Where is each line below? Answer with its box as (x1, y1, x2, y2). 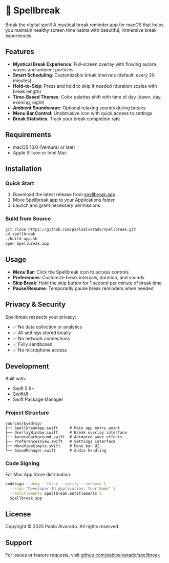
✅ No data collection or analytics (12, 323, 82, 330)
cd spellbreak (5, 231, 36, 237)
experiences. (5, 32, 33, 38)
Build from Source (5, 215, 51, 222)
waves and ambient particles (12, 66, 74, 72)
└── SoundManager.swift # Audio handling (5, 448, 107, 453)
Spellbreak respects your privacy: (5, 314, 77, 320)
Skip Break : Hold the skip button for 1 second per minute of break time (12, 280, 162, 286)
